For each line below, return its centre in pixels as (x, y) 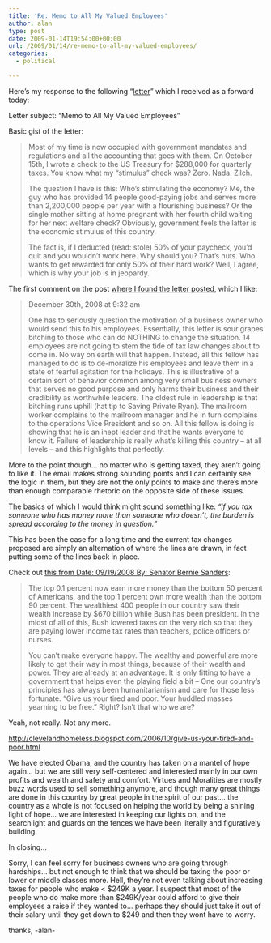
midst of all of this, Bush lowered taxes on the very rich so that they (140, 622)
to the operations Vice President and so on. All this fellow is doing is (141, 423)
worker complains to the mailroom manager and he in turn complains (143, 415)
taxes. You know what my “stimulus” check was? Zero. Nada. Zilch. (140, 173)
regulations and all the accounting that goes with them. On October (140, 156)
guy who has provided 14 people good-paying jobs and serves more (142, 197)
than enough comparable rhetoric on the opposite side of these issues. (127, 490)
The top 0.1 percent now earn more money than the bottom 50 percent (145, 587)
